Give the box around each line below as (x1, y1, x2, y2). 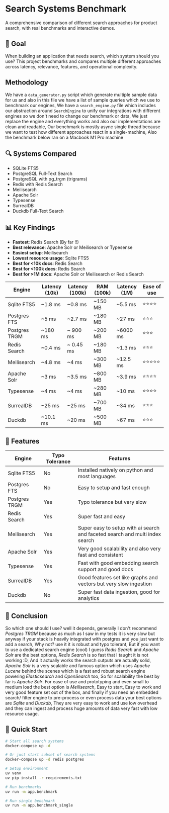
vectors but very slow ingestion (77, 580, 152, 587)
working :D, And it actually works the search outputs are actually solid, (5, 657, 151, 663)
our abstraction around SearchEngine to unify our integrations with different (5, 108, 160, 114)
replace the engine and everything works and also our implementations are (5, 118, 161, 124)
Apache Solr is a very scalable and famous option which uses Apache (5, 662, 150, 669)
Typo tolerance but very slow (77, 499, 147, 505)
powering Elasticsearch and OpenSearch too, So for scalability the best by (5, 673, 160, 679)
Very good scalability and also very (77, 545, 161, 552)
